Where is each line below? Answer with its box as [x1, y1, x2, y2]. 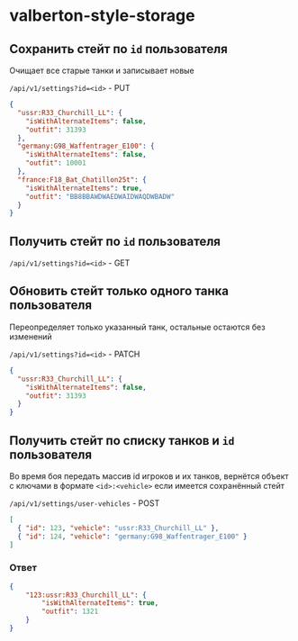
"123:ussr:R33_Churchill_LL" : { [25, 591, 147, 600]
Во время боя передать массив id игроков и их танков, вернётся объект [9, 470, 290, 482]
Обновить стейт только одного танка [9, 284, 230, 299]
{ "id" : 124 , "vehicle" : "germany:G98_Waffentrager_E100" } [17, 532, 248, 541]
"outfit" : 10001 [25, 158, 87, 167]
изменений [9, 330, 52, 342]
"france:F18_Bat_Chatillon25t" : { [17, 175, 147, 185]
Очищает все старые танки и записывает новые [9, 65, 195, 76]
